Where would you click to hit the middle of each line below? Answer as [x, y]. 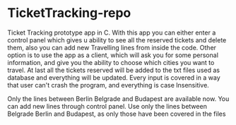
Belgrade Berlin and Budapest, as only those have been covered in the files [117, 114]
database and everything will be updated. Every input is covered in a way [114, 77]
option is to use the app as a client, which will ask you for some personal [113, 55]
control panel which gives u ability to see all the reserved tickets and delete [117, 40]
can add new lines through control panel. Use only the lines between [107, 106]
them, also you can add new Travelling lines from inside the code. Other [112, 47]
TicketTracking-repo [69, 13]
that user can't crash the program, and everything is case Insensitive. [108, 85]
